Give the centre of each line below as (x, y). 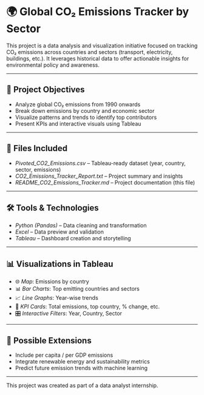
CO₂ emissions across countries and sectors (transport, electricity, (90, 52)
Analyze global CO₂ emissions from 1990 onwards (78, 104)
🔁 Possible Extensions (49, 340)
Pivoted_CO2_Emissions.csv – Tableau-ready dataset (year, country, (100, 163)
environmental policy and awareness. (53, 65)
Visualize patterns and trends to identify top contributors (86, 117)
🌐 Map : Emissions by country (52, 282)
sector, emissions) (38, 169)
